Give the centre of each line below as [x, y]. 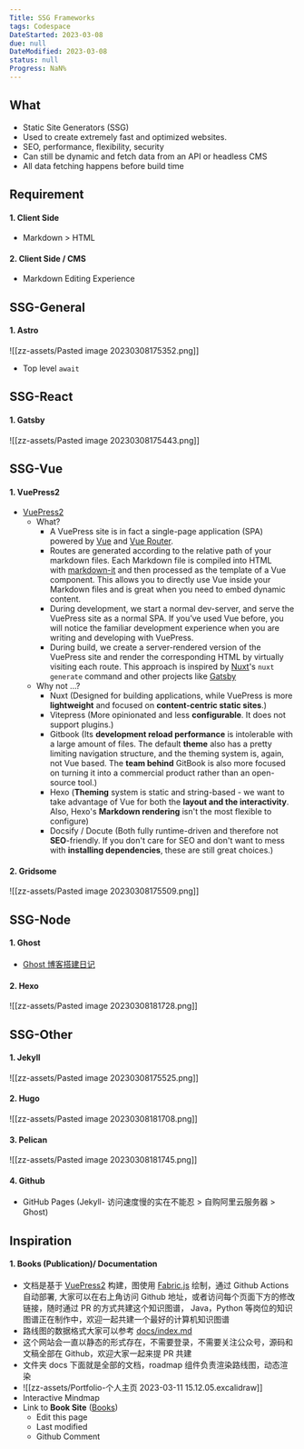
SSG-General [48, 307]
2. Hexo [24, 985]
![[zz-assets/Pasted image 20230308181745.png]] [103, 1160]
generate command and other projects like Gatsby [143, 676]
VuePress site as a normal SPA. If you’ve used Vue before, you [167, 618]
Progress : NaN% [38, 69]
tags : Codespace [40, 26]
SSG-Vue [36, 469]
